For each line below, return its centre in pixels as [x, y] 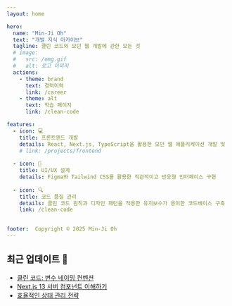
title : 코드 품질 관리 [48, 197]
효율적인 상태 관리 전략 [48, 295]
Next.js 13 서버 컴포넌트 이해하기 [62, 286]
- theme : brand [41, 79]
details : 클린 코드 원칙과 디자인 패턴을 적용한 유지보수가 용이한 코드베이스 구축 [122, 203]
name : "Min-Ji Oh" [40, 33]
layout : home [26, 14]
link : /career [46, 92]
